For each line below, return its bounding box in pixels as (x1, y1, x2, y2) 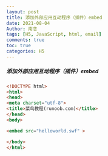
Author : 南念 (6, 25, 38, 32)
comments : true (6, 37, 45, 43)
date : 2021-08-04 (6, 20, 50, 26)
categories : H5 (6, 48, 45, 54)
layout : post (6, 8, 39, 15)
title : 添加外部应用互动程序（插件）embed (6, 15, 103, 21)
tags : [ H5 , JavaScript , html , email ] (6, 31, 102, 37)
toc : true (6, 43, 32, 49)
